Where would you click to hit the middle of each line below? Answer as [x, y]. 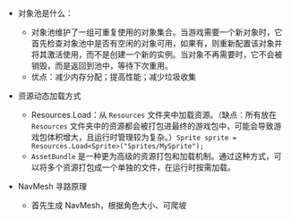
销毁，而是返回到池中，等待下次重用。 [102, 66]
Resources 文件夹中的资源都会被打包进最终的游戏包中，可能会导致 [152, 126]
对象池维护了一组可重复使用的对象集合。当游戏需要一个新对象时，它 [157, 32]
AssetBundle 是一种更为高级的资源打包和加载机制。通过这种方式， [153, 156]
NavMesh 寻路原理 [52, 186]
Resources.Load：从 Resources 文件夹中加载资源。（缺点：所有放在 [154, 115]
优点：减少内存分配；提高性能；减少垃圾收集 [114, 77]
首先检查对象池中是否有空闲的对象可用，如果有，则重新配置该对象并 [157, 43]
